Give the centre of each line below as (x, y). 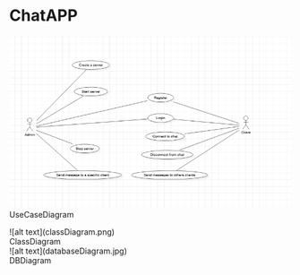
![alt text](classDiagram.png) (62, 232)
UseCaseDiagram (42, 215)
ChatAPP (43, 16)
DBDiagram (30, 261)
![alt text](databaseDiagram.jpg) (69, 251)
